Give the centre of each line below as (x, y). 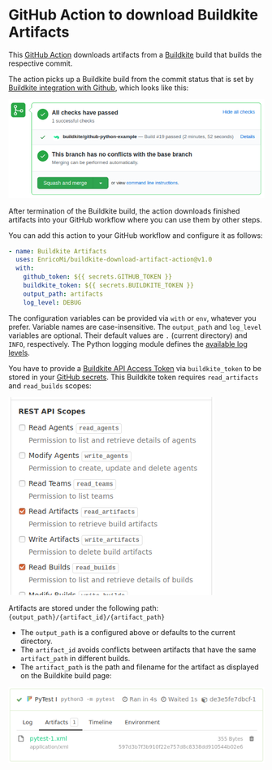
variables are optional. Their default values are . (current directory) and (128, 335)
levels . (19, 353)
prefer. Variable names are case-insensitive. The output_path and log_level (135, 327)
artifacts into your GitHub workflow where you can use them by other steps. (135, 219)
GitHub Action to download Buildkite (133, 15)
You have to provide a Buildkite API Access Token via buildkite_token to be (135, 368)
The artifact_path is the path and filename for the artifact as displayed (140, 667)
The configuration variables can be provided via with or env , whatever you (132, 318)
